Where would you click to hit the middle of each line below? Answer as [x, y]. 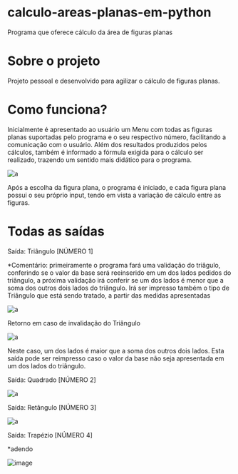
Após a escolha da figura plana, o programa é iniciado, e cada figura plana [117, 187]
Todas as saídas [56, 231]
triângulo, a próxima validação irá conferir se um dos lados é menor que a [116, 280]
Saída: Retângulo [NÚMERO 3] [52, 407]
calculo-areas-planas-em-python [109, 12]
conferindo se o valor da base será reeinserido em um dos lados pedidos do [119, 273]
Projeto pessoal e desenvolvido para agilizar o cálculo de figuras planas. [114, 81]
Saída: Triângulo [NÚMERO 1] [50, 251]
